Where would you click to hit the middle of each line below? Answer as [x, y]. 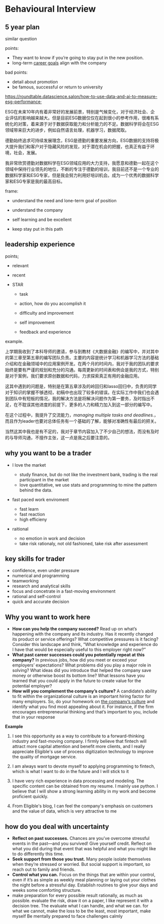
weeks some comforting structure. [47, 890]
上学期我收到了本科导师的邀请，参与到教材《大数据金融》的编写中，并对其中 [82, 351]
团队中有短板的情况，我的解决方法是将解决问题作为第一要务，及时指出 [80, 398]
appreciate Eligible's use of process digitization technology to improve [83, 752]
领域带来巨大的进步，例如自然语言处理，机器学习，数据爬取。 [67, 130]
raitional [20, 529]
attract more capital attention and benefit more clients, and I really [78, 747]
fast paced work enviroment [41, 499]
